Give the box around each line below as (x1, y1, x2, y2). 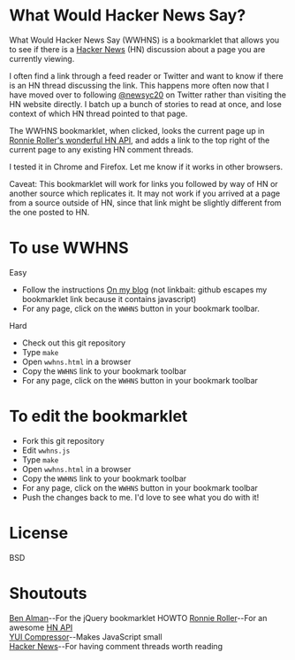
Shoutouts (9, 583, 87, 603)
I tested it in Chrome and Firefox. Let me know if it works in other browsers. (9, 161, 284, 172)
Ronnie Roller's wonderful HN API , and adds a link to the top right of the (9, 135, 270, 145)
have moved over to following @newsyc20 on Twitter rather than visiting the (9, 89, 287, 100)
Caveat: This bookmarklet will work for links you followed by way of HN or (9, 178, 278, 189)
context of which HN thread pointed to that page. (9, 108, 188, 119)
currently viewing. (9, 53, 75, 64)
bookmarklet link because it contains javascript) (21, 293, 197, 304)
